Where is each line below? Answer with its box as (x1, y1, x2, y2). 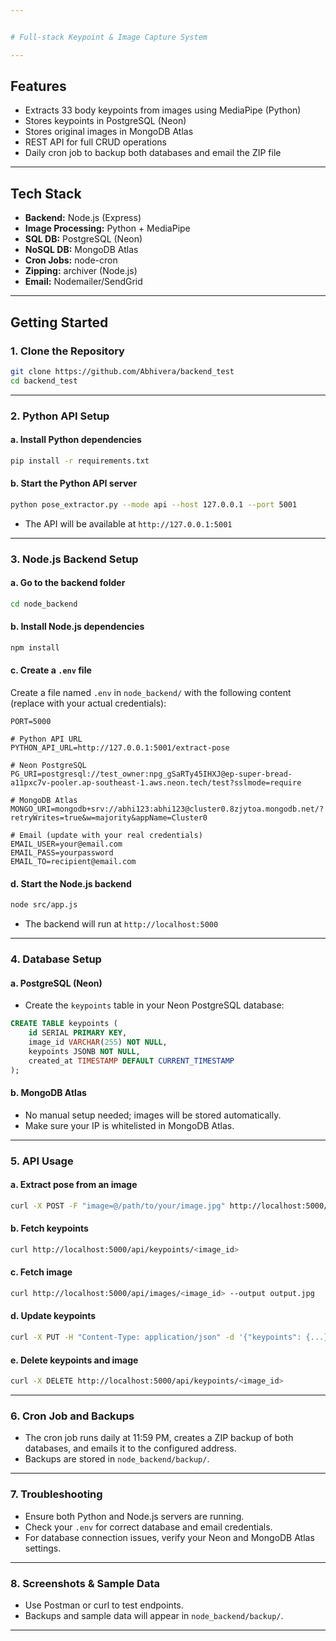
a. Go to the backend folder (10, 577, 126, 589)
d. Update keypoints (10, 1310, 97, 1322)
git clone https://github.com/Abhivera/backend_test (10, 366, 235, 376)
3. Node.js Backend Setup (10, 552, 139, 566)
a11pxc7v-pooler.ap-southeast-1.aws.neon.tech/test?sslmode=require (10, 778, 302, 788)
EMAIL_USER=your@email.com (10, 839, 123, 850)
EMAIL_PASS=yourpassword (10, 848, 114, 858)
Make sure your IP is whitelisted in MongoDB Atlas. (24, 1119, 235, 1131)
